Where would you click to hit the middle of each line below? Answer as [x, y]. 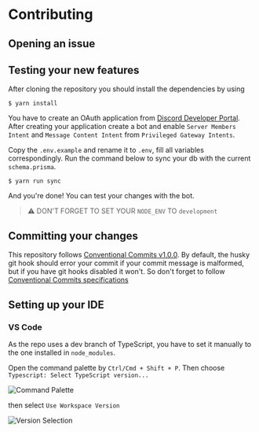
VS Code [25, 327]
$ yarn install [33, 104]
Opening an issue [52, 44]
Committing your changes [73, 236]
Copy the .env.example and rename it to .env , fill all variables [106, 150]
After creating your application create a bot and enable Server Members [122, 127]
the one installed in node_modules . [62, 353]
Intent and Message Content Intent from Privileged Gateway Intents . [122, 135]
